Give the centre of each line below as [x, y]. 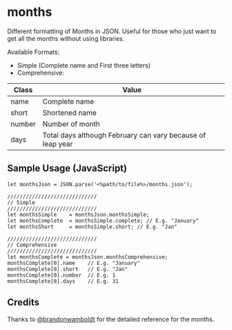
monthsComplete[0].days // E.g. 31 [63, 281]
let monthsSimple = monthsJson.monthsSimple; [78, 214]
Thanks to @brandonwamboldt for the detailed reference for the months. [111, 319]
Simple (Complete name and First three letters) [84, 65]
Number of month [71, 124]
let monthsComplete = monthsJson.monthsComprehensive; [88, 257]
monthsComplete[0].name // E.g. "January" [74, 263]
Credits [23, 303]
